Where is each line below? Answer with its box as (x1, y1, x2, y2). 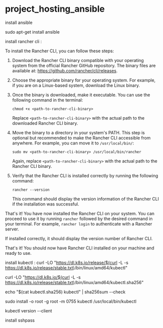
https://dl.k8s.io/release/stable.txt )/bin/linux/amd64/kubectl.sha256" (5, 279, 144, 285)
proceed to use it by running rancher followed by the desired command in (5, 216, 153, 222)
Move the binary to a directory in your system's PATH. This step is (12, 129, 145, 135)
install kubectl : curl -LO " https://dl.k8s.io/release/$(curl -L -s (5, 260, 128, 266)
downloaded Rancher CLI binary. (12, 120, 78, 126)
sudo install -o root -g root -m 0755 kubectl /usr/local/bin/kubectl (5, 298, 137, 304)
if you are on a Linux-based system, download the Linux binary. (12, 82, 140, 88)
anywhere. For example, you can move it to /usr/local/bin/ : (12, 140, 134, 146)
